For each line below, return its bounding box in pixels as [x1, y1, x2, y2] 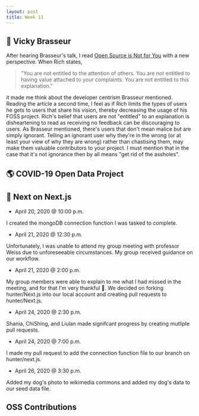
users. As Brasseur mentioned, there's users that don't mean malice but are [6, 125, 191, 133]
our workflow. [6, 255, 40, 262]
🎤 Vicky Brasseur [6, 36, 71, 46]
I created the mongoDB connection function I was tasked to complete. [6, 219, 178, 226]
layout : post [6, 8, 39, 15]
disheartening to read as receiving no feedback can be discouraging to [6, 119, 180, 127]
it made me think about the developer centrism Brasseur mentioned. [6, 94, 173, 101]
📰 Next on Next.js [6, 192, 72, 202]
